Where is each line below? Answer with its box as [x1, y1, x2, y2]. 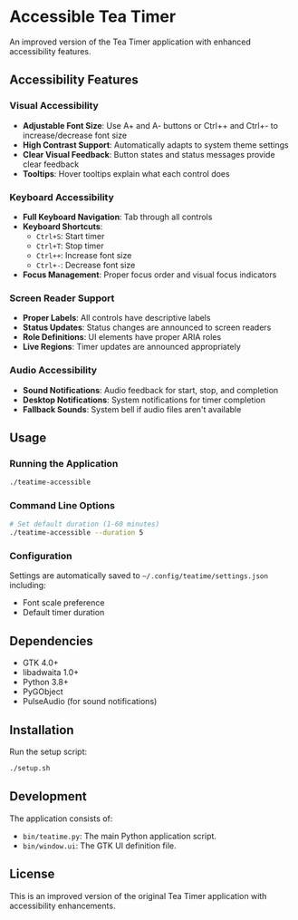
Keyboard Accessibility [9, 190, 115, 203]
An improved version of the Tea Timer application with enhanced [9, 36, 252, 47]
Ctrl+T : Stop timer [35, 240, 104, 251]
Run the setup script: [9, 746, 88, 758]
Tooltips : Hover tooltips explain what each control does [22, 168, 230, 179]
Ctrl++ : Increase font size [35, 249, 132, 260]
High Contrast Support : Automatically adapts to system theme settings [22, 139, 289, 150]
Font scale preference [22, 597, 105, 608]
